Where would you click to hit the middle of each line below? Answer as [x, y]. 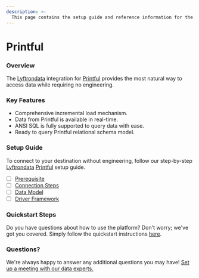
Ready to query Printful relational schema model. [75, 132]
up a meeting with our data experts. [50, 268]
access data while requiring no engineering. [60, 85]
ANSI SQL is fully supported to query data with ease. [80, 126]
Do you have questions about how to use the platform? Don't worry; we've [97, 228]
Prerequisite [29, 178]
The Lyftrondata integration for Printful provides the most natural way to [94, 78]
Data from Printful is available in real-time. [66, 119]
